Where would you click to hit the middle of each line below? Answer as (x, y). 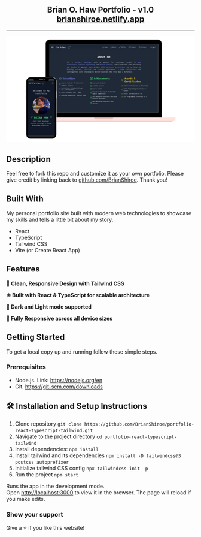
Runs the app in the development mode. (55, 486)
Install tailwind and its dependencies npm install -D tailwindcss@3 (98, 455)
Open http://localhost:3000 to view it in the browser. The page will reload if (99, 492)
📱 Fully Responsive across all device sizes (60, 318)
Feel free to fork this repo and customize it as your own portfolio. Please (95, 174)
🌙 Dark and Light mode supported (49, 307)
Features (23, 269)
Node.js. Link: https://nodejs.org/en (59, 380)
